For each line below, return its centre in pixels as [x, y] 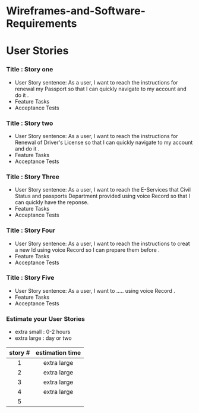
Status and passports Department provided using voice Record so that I [102, 196]
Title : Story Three [33, 177]
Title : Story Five [30, 278]
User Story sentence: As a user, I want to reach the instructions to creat [102, 243]
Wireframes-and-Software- [76, 11]
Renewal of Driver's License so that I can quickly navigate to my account [104, 142]
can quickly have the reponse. [52, 202]
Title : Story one [30, 70]
